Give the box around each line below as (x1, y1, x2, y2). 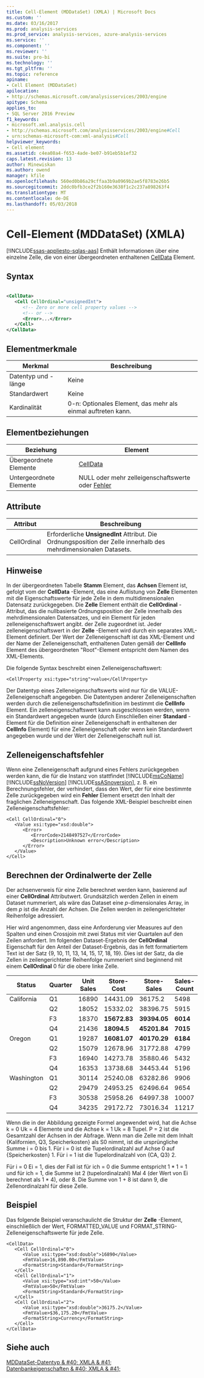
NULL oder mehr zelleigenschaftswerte (78, 473, 191, 482)
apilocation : (6, 88, 39, 94)
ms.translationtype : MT (6, 190, 67, 196)
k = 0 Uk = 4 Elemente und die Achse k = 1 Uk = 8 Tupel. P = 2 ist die (6, 1125, 179, 1133)
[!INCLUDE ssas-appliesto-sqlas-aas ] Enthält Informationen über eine (6, 247, 179, 255)
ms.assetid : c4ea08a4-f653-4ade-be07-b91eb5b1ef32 (6, 150, 137, 156)
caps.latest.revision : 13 (6, 156, 72, 162)
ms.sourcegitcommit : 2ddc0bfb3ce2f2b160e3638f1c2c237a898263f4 (6, 184, 170, 190)
